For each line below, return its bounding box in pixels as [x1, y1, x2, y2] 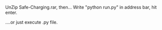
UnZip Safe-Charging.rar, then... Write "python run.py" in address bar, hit [5, 4, 157, 10]
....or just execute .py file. [5, 19, 58, 25]
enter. [5, 9, 18, 15]
